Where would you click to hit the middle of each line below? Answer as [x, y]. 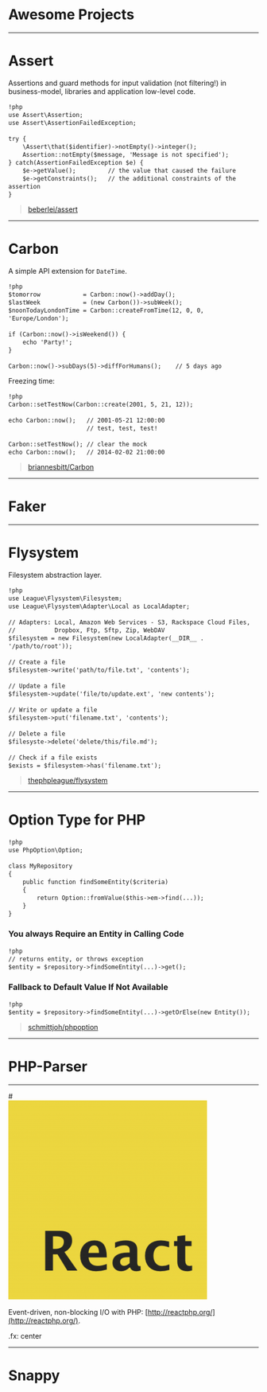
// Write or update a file [53, 710]
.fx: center [25, 1336]
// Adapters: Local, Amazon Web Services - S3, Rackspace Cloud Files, [129, 622]
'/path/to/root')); [41, 646]
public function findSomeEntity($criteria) [96, 882]
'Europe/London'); [39, 318]
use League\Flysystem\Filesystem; [66, 599]
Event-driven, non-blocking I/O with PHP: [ [78, 1312]
